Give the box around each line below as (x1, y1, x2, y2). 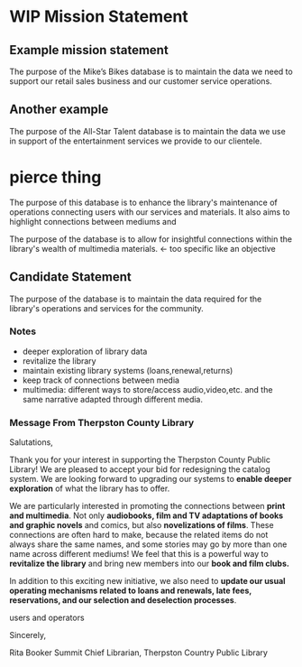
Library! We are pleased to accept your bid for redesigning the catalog (9, 464, 270, 475)
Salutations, (9, 437, 54, 448)
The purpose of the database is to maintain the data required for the (9, 293, 262, 304)
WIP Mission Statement (9, 6, 189, 27)
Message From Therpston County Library (9, 416, 195, 429)
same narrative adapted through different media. (22, 394, 203, 404)
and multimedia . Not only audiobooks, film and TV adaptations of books (9, 510, 284, 521)
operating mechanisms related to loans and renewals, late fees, (9, 585, 252, 597)
